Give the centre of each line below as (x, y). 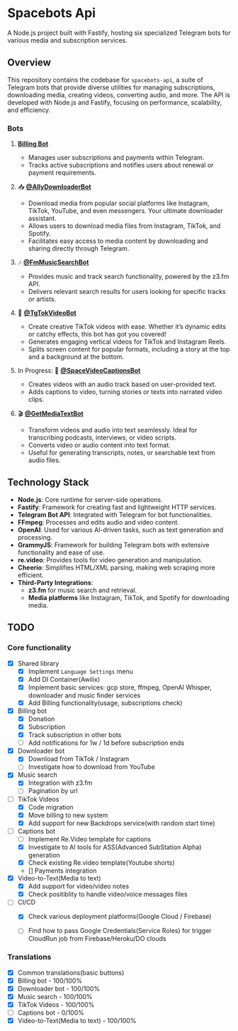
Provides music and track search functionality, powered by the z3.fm (129, 277)
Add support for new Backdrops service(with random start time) (121, 823)
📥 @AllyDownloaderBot (54, 187)
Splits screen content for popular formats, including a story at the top (129, 349)
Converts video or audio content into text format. (100, 445)
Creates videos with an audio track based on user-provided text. (122, 384)
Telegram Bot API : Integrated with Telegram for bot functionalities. (115, 514)
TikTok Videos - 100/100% (56, 1004)
